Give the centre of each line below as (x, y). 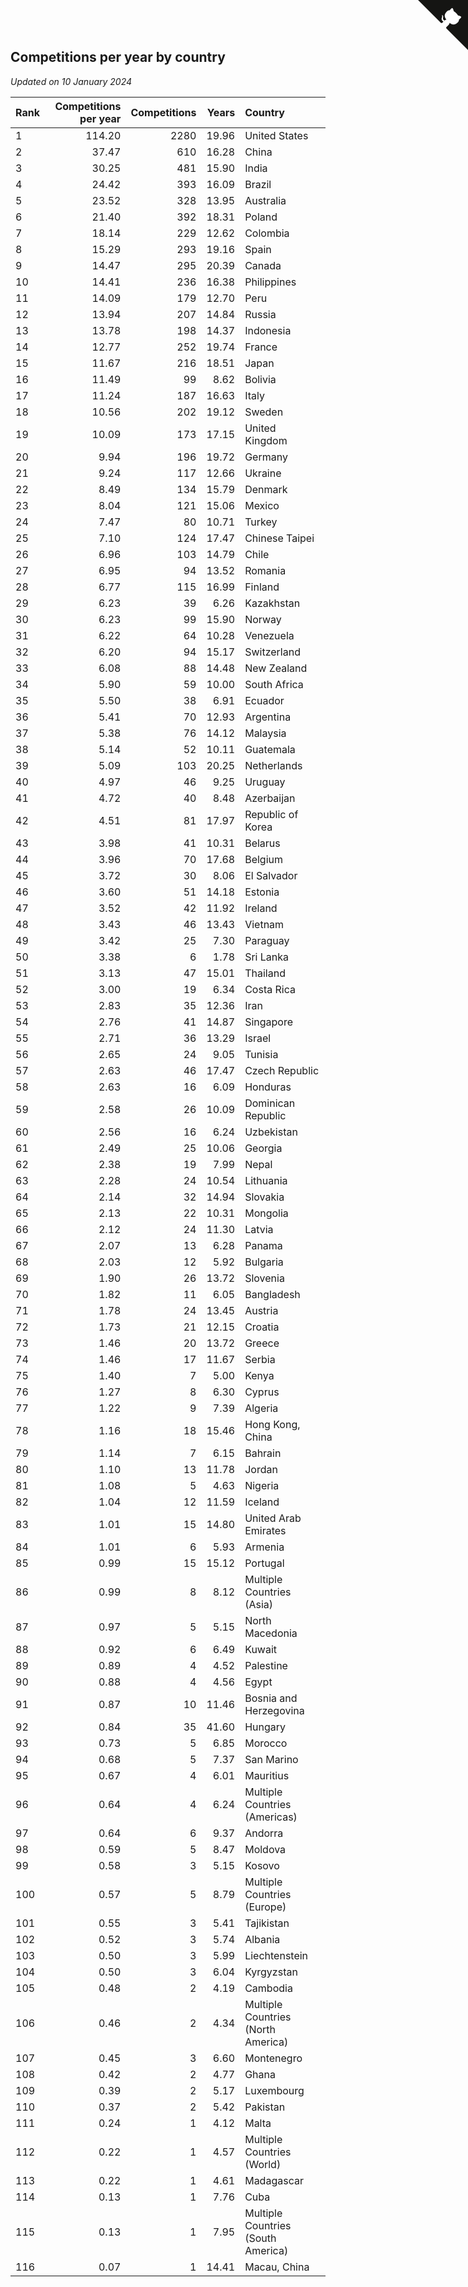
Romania (265, 570)
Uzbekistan (271, 1132)
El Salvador (271, 875)
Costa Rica (270, 989)
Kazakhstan (272, 603)
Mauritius (267, 1775)
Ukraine (263, 473)
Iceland (262, 1502)
